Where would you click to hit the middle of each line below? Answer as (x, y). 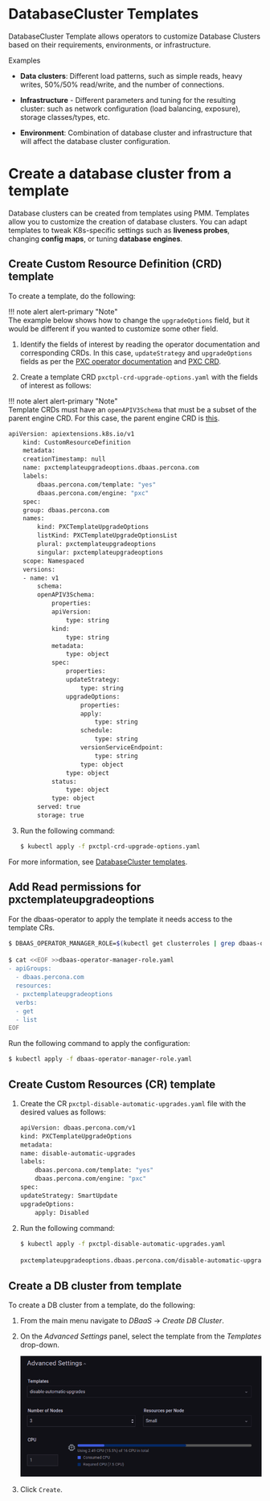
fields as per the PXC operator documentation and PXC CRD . (121, 361)
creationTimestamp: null (64, 459)
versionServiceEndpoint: (121, 748)
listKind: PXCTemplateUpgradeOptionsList (108, 535)
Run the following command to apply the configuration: (99, 1044)
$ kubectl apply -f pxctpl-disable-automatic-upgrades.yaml (123, 1244)
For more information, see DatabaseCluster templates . (98, 862)
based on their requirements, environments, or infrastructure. (110, 44)
